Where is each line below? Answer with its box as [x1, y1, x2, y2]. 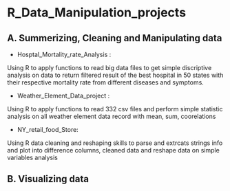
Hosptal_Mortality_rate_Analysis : [17, 50, 112, 58]
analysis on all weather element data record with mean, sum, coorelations [7, 112, 216, 120]
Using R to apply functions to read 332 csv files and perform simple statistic [7, 105, 223, 113]
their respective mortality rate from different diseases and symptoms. [7, 78, 205, 87]
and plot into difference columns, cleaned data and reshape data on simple [7, 146, 220, 154]
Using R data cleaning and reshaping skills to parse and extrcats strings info [7, 139, 223, 147]
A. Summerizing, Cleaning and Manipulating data [7, 32, 222, 44]
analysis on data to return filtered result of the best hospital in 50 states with [7, 71, 224, 79]
